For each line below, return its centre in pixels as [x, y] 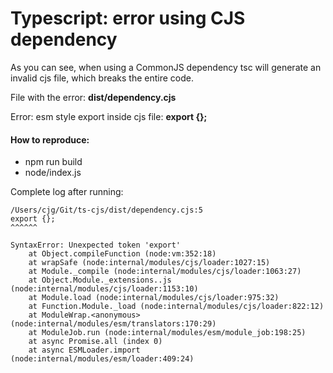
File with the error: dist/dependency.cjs [93, 97]
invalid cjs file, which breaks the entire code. [102, 78]
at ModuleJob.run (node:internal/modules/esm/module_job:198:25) [167, 333]
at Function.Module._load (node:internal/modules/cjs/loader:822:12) [176, 307]
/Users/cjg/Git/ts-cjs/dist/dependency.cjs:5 [106, 210]
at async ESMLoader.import [84, 350]
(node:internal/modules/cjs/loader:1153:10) [104, 289]
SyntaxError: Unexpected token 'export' [96, 245]
